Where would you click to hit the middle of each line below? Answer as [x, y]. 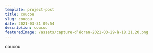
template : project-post [30, 10]
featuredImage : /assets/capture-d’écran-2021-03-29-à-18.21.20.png [77, 32]
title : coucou [20, 14]
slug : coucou [19, 19]
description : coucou [27, 28]
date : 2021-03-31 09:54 [30, 23]
